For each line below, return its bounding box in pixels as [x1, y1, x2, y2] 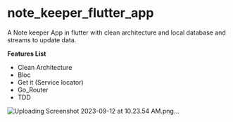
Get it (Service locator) [17, 78, 84, 86]
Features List [7, 49, 46, 58]
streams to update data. [7, 35, 77, 44]
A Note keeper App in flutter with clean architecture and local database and [7, 28, 227, 37]
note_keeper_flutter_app [7, 5, 154, 21]
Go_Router [17, 85, 49, 94]
